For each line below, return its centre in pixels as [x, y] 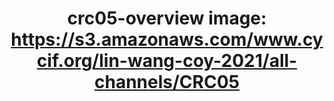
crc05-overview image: [167, 18]
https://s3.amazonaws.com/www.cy [167, 39]
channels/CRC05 [167, 82]
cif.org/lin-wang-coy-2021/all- [167, 61]
